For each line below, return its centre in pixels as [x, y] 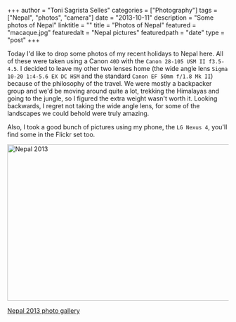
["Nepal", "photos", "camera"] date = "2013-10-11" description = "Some [111, 18]
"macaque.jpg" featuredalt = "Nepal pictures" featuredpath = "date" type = [116, 32]
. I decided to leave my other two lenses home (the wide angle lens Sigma [122, 69]
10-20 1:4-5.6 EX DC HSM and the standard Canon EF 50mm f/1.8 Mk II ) [110, 76]
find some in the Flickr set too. [51, 134]
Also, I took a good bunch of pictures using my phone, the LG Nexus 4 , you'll [117, 127]
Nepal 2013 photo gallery [44, 311]
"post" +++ [24, 40]
